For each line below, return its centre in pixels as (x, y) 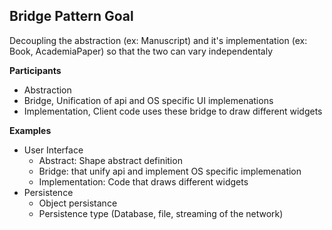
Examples (30, 130)
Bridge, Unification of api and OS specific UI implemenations (148, 100)
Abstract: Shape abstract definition (110, 160)
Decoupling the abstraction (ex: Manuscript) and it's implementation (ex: (158, 40)
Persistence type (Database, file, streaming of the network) (161, 213)
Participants (35, 70)
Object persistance (78, 203)
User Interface (53, 150)
